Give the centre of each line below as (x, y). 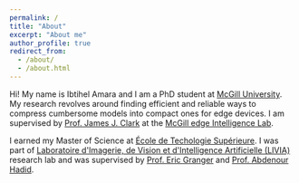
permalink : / (34, 18)
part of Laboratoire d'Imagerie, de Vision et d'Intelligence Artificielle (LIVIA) (150, 149)
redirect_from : (38, 52)
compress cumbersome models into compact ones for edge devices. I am (147, 113)
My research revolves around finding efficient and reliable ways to (133, 103)
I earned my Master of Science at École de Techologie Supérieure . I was (144, 140)
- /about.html (44, 69)
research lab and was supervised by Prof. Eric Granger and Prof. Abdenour (149, 159)
